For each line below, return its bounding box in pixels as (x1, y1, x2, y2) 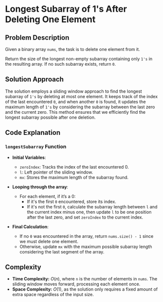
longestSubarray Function (5, 143, 67, 150)
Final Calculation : (12, 224, 49, 229)
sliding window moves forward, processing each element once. (12, 281, 141, 287)
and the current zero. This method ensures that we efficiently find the (5, 109, 146, 115)
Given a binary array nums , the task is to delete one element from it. (5, 47, 140, 52)
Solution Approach (5, 75, 64, 84)
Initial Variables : (12, 154, 46, 160)
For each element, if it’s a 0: (19, 193, 76, 199)
